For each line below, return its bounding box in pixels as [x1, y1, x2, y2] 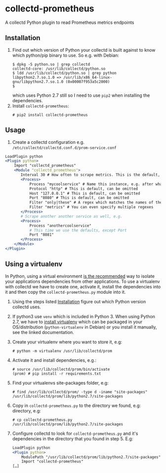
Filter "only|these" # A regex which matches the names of [29, 200, 154, 205]
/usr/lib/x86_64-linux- [63, 75, 112, 80]
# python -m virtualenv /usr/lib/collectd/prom [12, 348, 112, 353]
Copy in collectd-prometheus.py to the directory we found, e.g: [12, 403, 141, 408]
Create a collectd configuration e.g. [12, 139, 85, 145]
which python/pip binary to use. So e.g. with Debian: [12, 52, 120, 58]
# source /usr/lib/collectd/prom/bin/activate [12, 367, 110, 372]
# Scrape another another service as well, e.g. [20, 214, 123, 219]
